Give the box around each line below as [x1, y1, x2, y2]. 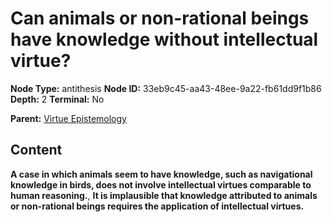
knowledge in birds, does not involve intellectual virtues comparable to [10, 178, 312, 191]
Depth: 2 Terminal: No [10, 93, 105, 105]
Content [10, 142, 63, 159]
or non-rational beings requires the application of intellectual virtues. [10, 200, 305, 212]
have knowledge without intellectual [10, 28, 319, 51]
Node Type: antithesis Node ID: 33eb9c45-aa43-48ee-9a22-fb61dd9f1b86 [10, 82, 322, 94]
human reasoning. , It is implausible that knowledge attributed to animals [10, 189, 318, 201]
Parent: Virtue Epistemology [10, 112, 127, 124]
